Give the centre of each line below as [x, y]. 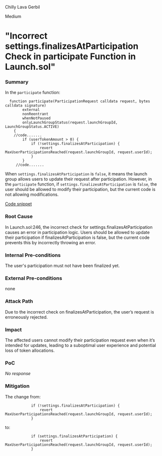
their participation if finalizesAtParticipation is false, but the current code [77, 237]
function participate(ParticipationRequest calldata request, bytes [80, 101]
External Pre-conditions [34, 278]
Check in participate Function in [71, 56]
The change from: [23, 396]
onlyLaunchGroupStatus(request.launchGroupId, [70, 123]
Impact [14, 330]
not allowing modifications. [32, 195]
